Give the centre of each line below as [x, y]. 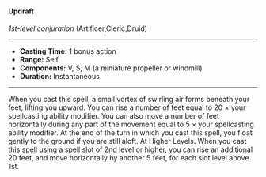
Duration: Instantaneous [60, 77]
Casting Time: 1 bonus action [68, 51]
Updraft [21, 11]
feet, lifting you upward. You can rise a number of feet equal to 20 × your [127, 107]
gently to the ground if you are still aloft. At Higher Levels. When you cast [127, 141]
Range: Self [39, 60]
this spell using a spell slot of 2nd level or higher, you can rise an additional [131, 149]
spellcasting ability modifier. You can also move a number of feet [114, 116]
